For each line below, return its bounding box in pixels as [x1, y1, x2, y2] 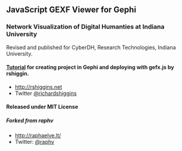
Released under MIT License [6, 103, 79, 110]
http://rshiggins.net [14, 83, 63, 90]
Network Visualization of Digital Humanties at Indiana [6, 23, 165, 31]
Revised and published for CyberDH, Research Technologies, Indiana [6, 44, 176, 51]
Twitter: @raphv [14, 138, 55, 146]
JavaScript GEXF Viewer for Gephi [6, 5, 137, 15]
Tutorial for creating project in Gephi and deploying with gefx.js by [6, 64, 174, 71]
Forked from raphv [6, 117, 54, 124]
